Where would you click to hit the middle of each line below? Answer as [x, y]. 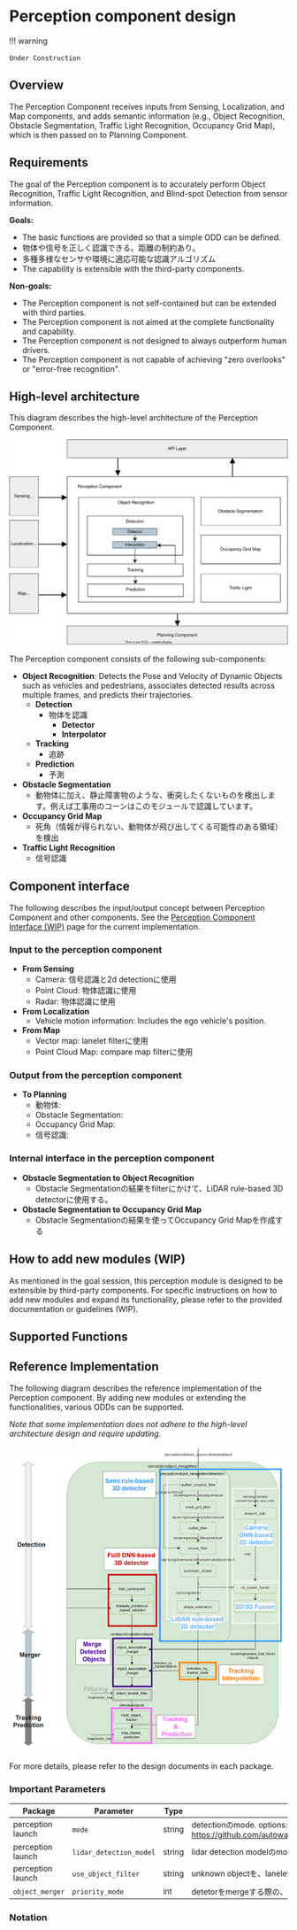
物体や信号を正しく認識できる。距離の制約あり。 [111, 247]
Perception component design [123, 16]
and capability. [49, 331]
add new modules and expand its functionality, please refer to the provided [146, 1300]
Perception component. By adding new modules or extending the [128, 1397]
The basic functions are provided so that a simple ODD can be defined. [151, 237]
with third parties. [54, 313]
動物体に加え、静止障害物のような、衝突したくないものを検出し [151, 795]
